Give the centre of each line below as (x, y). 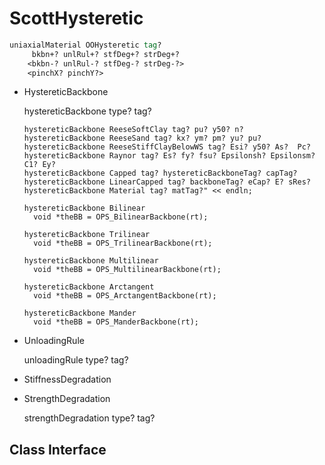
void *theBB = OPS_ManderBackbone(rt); (116, 322)
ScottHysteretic (76, 18)
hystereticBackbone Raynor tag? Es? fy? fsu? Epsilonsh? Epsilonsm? (169, 156)
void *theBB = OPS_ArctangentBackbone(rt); (125, 296)
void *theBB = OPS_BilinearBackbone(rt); (121, 217)
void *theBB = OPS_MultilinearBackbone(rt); (127, 270)
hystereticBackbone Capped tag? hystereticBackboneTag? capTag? (160, 173)
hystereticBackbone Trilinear (87, 235)
